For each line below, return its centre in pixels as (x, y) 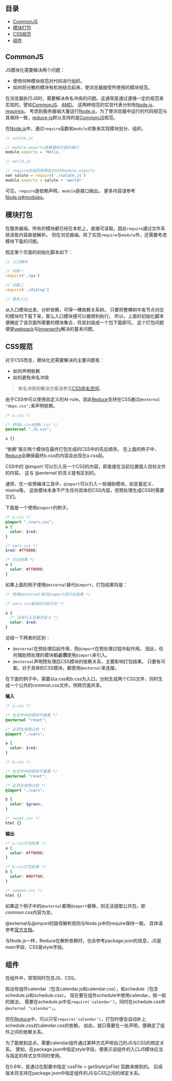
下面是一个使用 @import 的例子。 (38, 508)
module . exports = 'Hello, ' (35, 152)
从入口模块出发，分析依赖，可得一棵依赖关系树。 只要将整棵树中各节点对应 (85, 309)
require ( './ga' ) (23, 276)
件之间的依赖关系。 (26, 1032)
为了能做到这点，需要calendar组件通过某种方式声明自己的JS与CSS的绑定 (83, 1043)
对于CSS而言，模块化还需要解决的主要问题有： (55, 360)
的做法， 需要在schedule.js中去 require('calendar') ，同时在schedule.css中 (85, 1002)
